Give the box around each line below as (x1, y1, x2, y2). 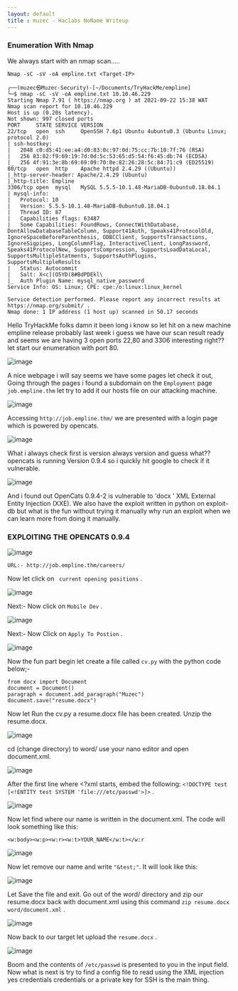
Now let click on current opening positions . (7, 574, 143, 583)
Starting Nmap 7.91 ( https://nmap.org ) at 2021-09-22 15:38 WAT (7, 97, 208, 104)
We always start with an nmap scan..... (7, 56, 121, 65)
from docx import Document (7, 679, 87, 686)
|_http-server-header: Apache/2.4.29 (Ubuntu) (7, 171, 148, 179)
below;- (7, 664, 31, 673)
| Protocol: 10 (7, 196, 59, 203)
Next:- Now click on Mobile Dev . (7, 602, 103, 610)
